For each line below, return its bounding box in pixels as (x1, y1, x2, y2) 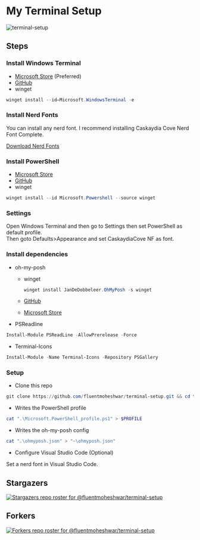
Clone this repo (14, 382, 52, 389)
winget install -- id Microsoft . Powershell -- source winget (6, 195, 156, 201)
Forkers (6, 511, 36, 521)
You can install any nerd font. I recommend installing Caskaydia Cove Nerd (6, 124, 189, 132)
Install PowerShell (6, 157, 60, 165)
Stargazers (6, 478, 48, 488)
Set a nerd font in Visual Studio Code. (6, 461, 98, 468)
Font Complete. (6, 131, 44, 138)
